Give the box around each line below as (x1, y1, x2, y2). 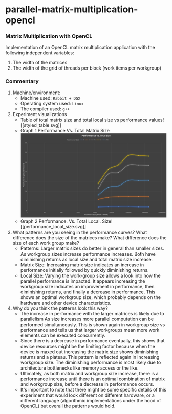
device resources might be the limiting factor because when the (20, 343, 155, 350)
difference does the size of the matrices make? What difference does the (12, 235, 167, 241)
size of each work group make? (12, 240, 79, 246)
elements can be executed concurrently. (20, 332, 106, 338)
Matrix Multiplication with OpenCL (5, 33, 93, 40)
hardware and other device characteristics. (20, 300, 112, 306)
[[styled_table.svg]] (20, 122, 61, 128)
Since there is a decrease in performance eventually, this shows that (20, 338, 165, 344)
